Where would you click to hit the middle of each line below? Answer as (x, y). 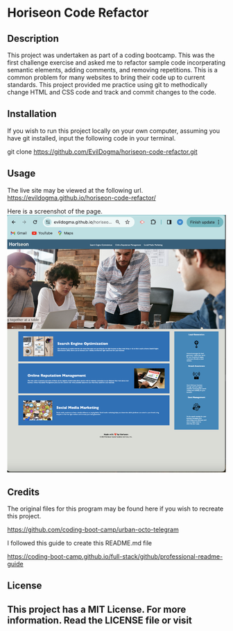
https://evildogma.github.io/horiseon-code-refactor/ (81, 198)
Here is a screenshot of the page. (55, 211)
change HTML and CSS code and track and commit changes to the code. (112, 92)
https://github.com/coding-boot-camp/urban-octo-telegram (93, 529)
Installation (32, 114)
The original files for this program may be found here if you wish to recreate (115, 509)
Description (33, 39)
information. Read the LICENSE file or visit (100, 620)
